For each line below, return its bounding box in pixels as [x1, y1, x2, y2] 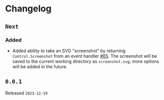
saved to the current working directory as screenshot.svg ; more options [12, 58, 160, 64]
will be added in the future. [12, 63, 68, 70]
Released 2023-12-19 [5, 90, 48, 96]
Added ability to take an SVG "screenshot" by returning [12, 48, 126, 54]
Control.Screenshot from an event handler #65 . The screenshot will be [12, 53, 158, 59]
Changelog [5, 3, 52, 14]
